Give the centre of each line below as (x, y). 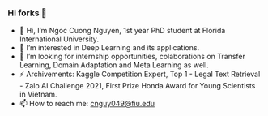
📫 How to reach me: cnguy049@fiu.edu (87, 104)
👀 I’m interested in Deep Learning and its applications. (109, 48)
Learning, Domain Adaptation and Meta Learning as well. (114, 65)
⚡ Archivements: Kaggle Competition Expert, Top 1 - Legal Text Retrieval (140, 74)
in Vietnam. (38, 95)
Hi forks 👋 (27, 13)
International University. (59, 39)
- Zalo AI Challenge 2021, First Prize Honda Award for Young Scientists (137, 86)
